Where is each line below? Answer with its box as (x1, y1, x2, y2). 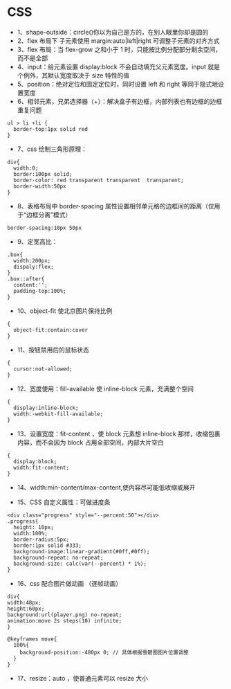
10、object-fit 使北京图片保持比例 (17, 306, 113, 315)
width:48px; (7, 599, 41, 606)
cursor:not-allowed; (13, 365, 73, 373)
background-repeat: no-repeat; (13, 554, 104, 561)
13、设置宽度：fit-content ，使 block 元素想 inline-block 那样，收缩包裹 (17, 429, 221, 438)
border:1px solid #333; (13, 542, 82, 549)
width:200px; (13, 257, 51, 264)
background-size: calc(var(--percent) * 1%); (13, 560, 147, 567)
